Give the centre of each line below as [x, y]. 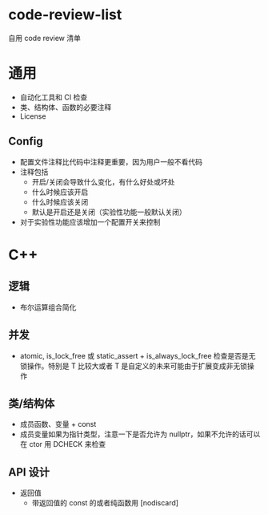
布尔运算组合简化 [48, 307]
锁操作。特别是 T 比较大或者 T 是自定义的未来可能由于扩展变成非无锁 [134, 366]
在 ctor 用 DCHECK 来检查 [63, 444]
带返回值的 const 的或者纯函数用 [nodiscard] [105, 503]
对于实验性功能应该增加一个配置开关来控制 [90, 221]
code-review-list [65, 15]
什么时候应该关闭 [60, 201]
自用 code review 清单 [45, 38]
